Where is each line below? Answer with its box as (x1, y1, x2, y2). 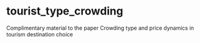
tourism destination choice (6, 30, 73, 38)
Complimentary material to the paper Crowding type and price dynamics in (6, 24, 194, 31)
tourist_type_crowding (6, 4, 124, 18)
